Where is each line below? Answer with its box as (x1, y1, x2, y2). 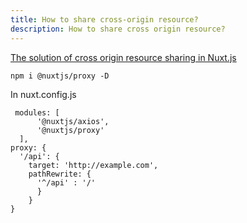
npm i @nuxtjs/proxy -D (10, 71, 110, 81)
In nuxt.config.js (10, 88, 77, 100)
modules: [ (14, 107, 60, 118)
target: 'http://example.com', (28, 160, 159, 170)
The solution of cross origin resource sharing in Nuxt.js (10, 51, 237, 63)
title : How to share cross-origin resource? (10, 14, 199, 25)
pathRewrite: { (28, 169, 92, 179)
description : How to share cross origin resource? (10, 24, 226, 34)
